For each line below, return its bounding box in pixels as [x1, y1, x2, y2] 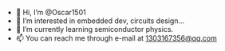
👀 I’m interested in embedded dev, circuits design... [15, 16, 185, 25]
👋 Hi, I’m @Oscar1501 [15, 8, 86, 17]
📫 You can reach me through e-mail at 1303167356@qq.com [15, 33, 217, 43]
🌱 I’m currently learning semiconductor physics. [15, 25, 174, 33]
